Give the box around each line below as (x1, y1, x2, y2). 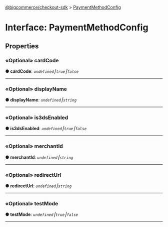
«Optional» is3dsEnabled (5, 114, 68, 121)
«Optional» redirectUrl (5, 171, 61, 178)
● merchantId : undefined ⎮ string (5, 154, 73, 160)
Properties (5, 42, 39, 50)
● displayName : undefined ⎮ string (5, 97, 77, 103)
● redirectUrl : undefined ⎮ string (5, 183, 72, 189)
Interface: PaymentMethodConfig (5, 22, 148, 33)
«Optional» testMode (5, 200, 58, 207)
